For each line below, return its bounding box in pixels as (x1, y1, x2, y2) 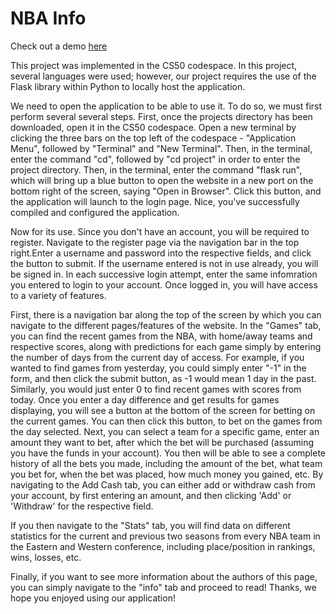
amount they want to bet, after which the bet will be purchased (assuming (10, 436, 315, 448)
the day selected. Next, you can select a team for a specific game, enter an (10, 425, 320, 437)
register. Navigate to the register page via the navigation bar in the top (10, 236, 300, 248)
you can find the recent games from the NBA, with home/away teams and (10, 330, 313, 342)
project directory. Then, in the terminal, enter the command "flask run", (10, 163, 303, 176)
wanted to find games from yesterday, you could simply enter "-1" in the (10, 362, 307, 374)
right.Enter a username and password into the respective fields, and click (10, 247, 312, 259)
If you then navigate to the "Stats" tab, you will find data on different (10, 519, 291, 531)
